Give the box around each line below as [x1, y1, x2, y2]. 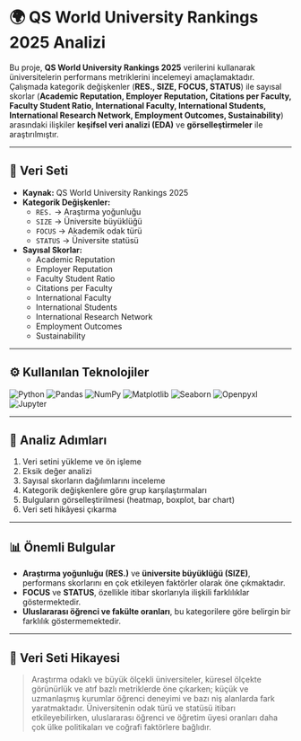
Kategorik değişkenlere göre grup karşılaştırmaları [21, 485, 208, 496]
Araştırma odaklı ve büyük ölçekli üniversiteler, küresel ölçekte [30, 675, 262, 684]
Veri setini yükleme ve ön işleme [21, 456, 142, 467]
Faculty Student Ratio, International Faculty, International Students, [9, 100, 267, 110]
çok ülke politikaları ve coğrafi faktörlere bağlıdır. [30, 722, 212, 732]
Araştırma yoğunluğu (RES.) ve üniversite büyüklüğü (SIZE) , [21, 568, 251, 579]
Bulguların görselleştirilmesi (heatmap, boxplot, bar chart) [21, 495, 236, 506]
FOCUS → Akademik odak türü [35, 225, 142, 236]
